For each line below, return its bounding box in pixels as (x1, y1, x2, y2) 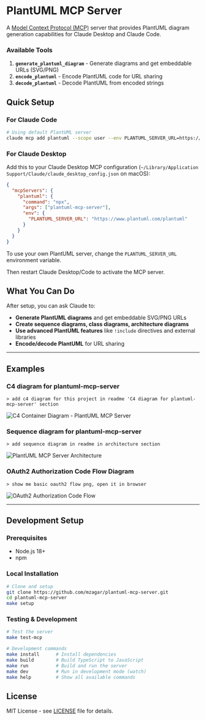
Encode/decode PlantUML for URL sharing (15, 340, 124, 347)
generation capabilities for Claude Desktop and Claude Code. (6, 30, 161, 37)
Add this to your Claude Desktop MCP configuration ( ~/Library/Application (6, 163, 199, 170)
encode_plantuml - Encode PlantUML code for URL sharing (15, 73, 163, 80)
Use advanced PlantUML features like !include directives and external (15, 327, 196, 335)
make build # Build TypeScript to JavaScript (6, 657, 144, 663)
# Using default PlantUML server (6, 129, 92, 135)
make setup (6, 601, 34, 607)
